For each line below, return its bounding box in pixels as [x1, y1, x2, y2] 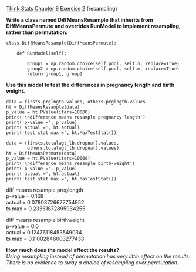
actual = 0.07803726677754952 [6, 199, 85, 206]
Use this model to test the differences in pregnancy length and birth [6, 82, 175, 88]
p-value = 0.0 [6, 223, 39, 230]
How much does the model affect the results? [6, 247, 119, 253]
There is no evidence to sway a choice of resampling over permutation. [6, 259, 179, 266]
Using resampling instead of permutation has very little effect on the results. [6, 253, 191, 260]
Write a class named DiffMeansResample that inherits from [6, 16, 154, 23]
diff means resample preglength [6, 186, 84, 193]
